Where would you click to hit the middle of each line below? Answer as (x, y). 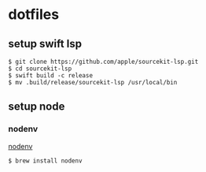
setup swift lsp (45, 44)
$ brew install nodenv (45, 161)
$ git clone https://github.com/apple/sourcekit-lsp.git (103, 62)
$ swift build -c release (50, 76)
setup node (37, 107)
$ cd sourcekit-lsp (40, 69)
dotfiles (34, 15)
